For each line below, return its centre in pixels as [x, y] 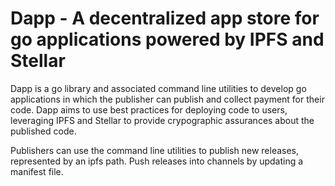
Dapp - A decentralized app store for [165, 18]
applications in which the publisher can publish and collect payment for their [167, 99]
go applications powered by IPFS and [167, 39]
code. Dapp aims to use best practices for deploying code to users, [149, 109]
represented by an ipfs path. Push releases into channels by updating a [157, 161]
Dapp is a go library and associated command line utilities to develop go [158, 88]
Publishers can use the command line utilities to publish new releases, [155, 150]
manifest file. [37, 171]
